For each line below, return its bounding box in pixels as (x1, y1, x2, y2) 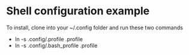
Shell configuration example (6, 4, 150, 18)
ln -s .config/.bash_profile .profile (14, 42, 98, 49)
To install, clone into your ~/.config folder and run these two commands (6, 24, 183, 31)
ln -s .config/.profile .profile (14, 35, 83, 42)
